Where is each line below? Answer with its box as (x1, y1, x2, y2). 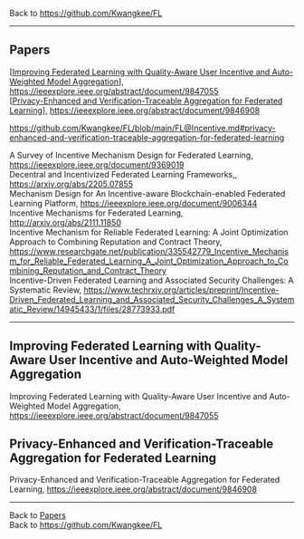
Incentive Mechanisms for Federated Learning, (9, 207, 184, 218)
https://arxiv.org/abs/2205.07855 (9, 178, 134, 189)
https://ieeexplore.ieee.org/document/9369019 (9, 159, 185, 170)
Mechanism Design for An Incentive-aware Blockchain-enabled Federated (9, 188, 286, 198)
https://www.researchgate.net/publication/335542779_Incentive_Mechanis (9, 245, 290, 256)
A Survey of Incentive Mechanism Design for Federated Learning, (9, 149, 253, 160)
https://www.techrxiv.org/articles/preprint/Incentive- (83, 284, 280, 295)
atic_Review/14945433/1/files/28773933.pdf (9, 303, 176, 314)
